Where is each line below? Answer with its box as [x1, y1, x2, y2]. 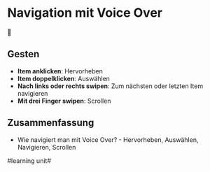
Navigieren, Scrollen [17, 143, 76, 151]
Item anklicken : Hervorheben [17, 66, 103, 75]
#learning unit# [7, 156, 51, 165]
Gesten [7, 48, 40, 60]
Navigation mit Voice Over [7, 5, 163, 21]
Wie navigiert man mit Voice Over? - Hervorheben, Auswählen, [17, 135, 199, 144]
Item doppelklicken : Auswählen [17, 74, 111, 83]
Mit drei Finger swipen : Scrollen [17, 96, 111, 105]
